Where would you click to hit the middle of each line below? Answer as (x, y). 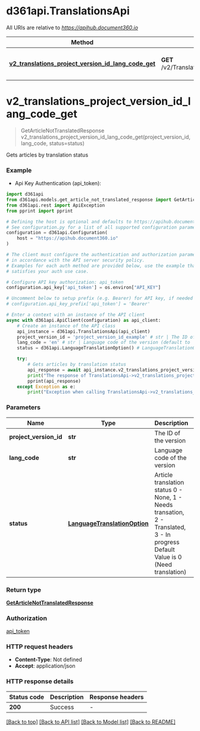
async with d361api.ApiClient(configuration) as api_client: (84, 320)
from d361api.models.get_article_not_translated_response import (89, 200)
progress (167, 542)
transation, (169, 512)
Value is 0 (168, 557)
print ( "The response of (57, 375)
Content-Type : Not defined (48, 660)
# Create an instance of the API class (66, 326)
